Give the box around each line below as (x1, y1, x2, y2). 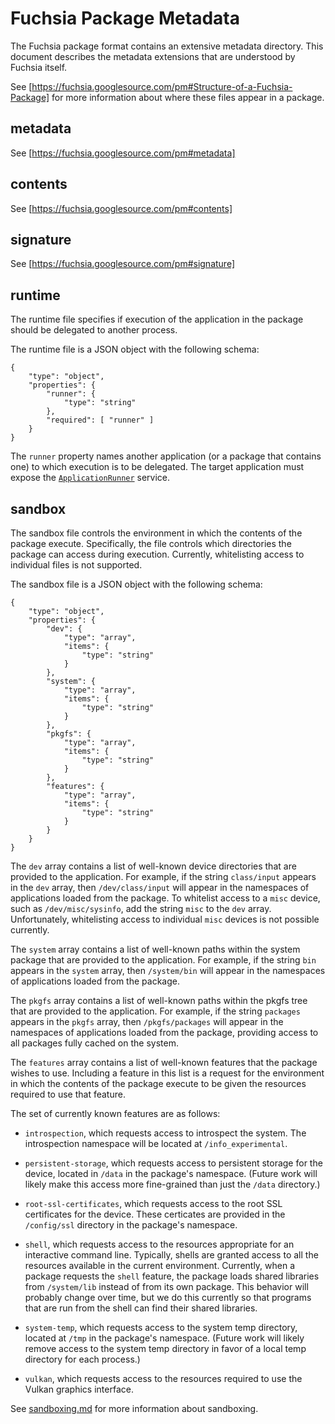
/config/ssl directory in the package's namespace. (24, 1219, 238, 1231)
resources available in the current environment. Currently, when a (24, 1260, 296, 1271)
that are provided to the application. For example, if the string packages (10, 1005, 301, 1017)
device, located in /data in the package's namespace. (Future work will (24, 1168, 318, 1179)
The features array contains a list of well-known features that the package (10, 1057, 318, 1068)
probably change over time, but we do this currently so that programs (24, 1292, 312, 1303)
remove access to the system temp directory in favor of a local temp (24, 1343, 307, 1354)
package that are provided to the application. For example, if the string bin (10, 954, 317, 966)
